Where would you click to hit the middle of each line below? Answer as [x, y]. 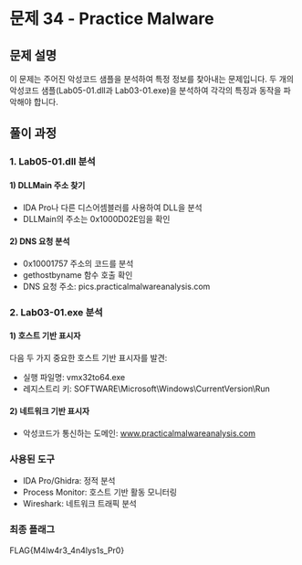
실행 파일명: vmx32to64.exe [74, 377]
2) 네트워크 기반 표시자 [49, 411]
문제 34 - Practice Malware [112, 19]
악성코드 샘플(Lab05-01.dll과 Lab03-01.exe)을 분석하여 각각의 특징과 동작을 [146, 91]
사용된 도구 [32, 459]
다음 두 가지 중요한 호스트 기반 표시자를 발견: [89, 357]
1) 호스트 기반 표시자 [45, 336]
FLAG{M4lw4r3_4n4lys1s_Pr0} [67, 550]
